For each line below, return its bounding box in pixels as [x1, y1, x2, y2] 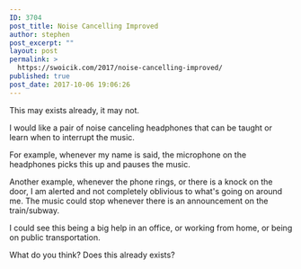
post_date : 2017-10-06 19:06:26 [9, 80, 130, 89]
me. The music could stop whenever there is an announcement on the [9, 195, 269, 206]
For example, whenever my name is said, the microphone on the [9, 149, 247, 160]
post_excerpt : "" [9, 38, 75, 48]
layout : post [9, 47, 58, 56]
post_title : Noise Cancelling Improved [9, 22, 159, 31]
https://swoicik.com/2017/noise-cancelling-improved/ [17, 64, 223, 73]
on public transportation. [9, 231, 101, 243]
